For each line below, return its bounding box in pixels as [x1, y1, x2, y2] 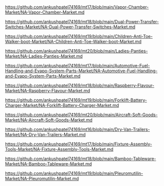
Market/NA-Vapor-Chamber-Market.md [5, 9, 85, 15]
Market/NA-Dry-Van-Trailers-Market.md [5, 132, 86, 137]
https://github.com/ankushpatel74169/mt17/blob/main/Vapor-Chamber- [5, 4, 149, 10]
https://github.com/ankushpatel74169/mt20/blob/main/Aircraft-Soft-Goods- [5, 112, 158, 118]
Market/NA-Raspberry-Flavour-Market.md [5, 88, 91, 93]
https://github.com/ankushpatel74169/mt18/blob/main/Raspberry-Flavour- [5, 83, 155, 88]
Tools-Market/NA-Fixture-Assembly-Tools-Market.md [5, 146, 114, 152]
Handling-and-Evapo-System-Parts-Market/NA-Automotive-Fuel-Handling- [5, 68, 158, 74]
